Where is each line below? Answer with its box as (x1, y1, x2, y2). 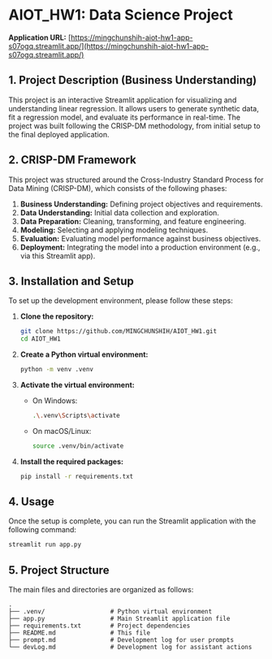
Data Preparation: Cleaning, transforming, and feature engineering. (19, 216, 247, 226)
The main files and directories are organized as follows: (8, 585, 194, 595)
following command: (8, 525, 77, 535)
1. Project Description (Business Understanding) (8, 73, 257, 87)
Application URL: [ (8, 33, 71, 42)
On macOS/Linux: (32, 426, 92, 436)
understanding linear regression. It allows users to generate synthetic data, (8, 103, 260, 113)
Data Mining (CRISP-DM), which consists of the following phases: (8, 183, 227, 193)
